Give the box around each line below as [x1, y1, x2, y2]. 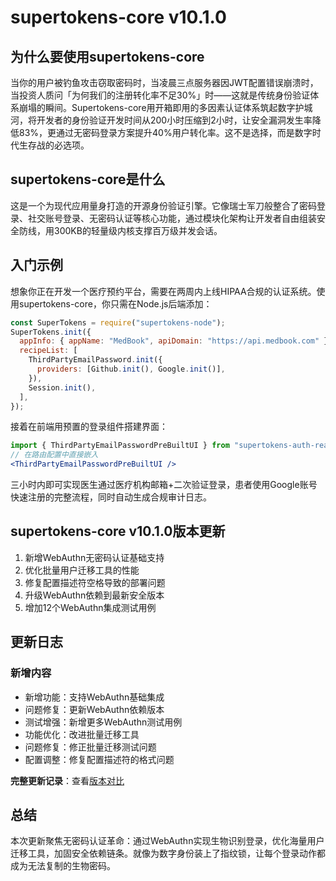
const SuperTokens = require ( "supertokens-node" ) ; [10, 317, 226, 328]
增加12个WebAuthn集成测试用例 [24, 601, 157, 613]
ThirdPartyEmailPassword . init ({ [28, 355, 163, 365]
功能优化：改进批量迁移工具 [24, 728, 140, 740]
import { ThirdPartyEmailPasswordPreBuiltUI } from [10, 441, 230, 451]
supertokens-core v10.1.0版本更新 [10, 523, 226, 540]
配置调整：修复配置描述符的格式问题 [24, 753, 175, 765]
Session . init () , [28, 382, 97, 393]
